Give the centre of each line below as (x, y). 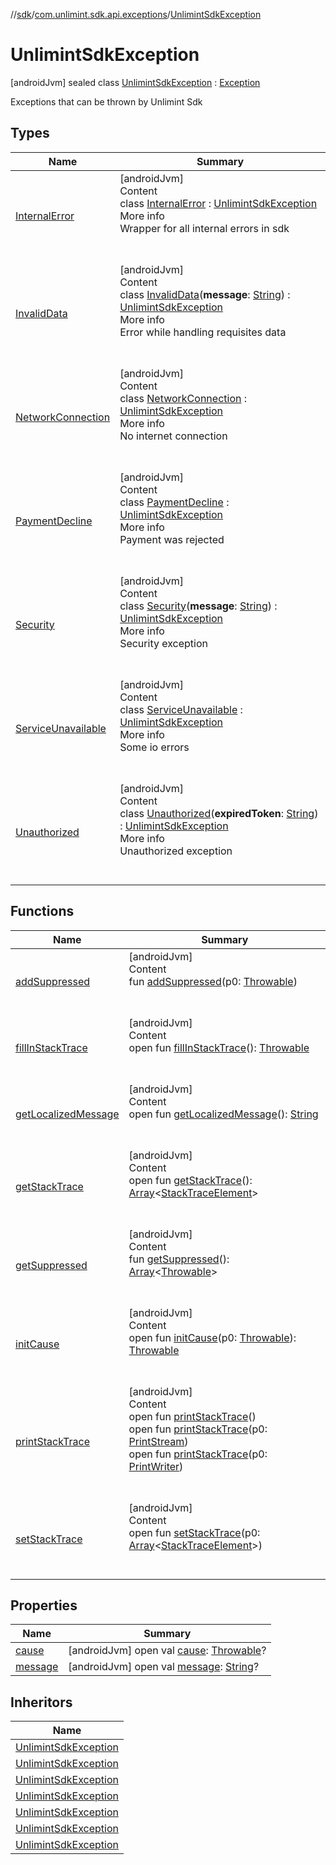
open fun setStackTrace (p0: (194, 1532)
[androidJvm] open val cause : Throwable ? (167, 1651)
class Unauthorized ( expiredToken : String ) (219, 813)
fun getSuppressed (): (179, 1259)
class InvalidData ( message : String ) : (205, 294)
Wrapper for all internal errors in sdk (204, 228)
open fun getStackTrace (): (190, 1180)
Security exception (163, 643)
